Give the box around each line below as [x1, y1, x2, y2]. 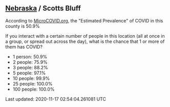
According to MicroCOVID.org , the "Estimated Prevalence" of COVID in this [5, 17, 163, 23]
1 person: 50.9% [12, 53, 48, 60]
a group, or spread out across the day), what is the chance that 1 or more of [5, 38, 165, 44]
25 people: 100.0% [12, 81, 53, 87]
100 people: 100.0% [12, 86, 55, 92]
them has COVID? [5, 43, 42, 50]
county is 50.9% [5, 23, 40, 29]
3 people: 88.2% [12, 64, 48, 70]
